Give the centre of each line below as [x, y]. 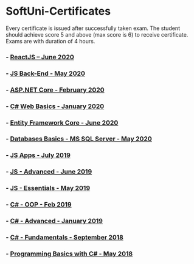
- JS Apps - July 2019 [38, 155]
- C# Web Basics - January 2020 [55, 106]
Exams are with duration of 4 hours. [50, 41]
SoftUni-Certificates [58, 11]
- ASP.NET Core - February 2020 [55, 90]
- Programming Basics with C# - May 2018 [69, 254]
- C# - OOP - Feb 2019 [39, 205]
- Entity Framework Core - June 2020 [62, 122]
